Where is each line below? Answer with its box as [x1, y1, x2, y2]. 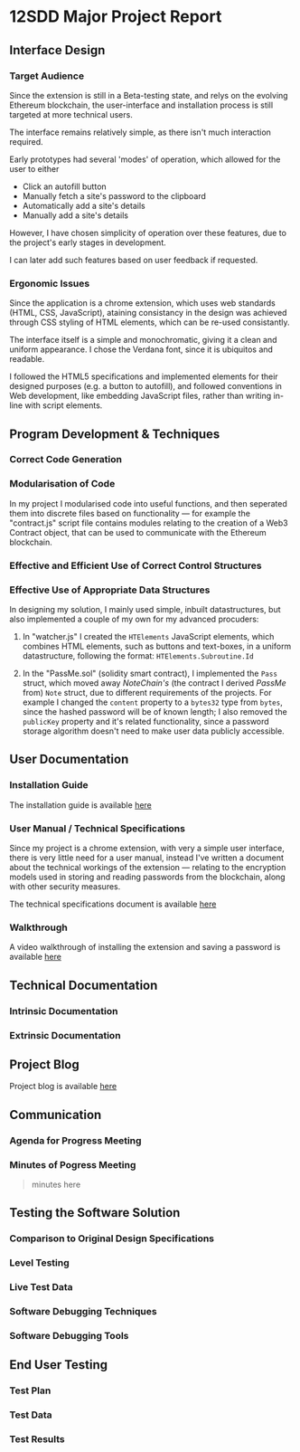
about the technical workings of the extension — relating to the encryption [9, 861, 286, 872]
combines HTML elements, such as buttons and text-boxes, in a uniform [22, 641, 292, 651]
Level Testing [9, 1257, 70, 1269]
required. [9, 136, 43, 147]
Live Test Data [9, 1281, 74, 1294]
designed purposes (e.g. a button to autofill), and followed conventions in [9, 381, 283, 392]
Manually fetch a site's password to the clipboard [22, 190, 206, 201]
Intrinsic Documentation [9, 1004, 118, 1017]
